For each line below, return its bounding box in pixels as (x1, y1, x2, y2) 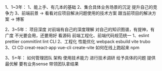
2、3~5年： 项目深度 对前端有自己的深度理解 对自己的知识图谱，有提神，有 (5, 27, 155, 32)
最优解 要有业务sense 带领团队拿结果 (5, 61, 79, 67)
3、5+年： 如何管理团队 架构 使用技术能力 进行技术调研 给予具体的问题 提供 (5, 55, 156, 60)
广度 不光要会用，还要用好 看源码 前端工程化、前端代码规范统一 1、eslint (5, 33, 149, 38)
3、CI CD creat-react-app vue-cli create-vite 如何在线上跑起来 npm (5, 45, 140, 50)
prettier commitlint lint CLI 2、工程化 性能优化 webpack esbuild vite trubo (5, 39, 151, 44)
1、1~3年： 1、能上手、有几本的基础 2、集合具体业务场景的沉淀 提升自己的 (5, 4, 153, 10)
